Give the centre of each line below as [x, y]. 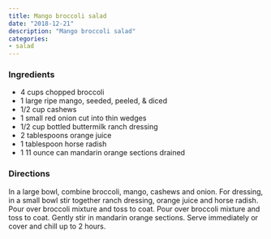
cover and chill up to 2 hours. [57, 226]
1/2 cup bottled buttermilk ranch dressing [89, 127]
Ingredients [32, 75]
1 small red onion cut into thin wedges [83, 118]
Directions [29, 174]
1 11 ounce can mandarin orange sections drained [102, 153]
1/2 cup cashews [48, 110]
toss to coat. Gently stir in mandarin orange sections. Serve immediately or [133, 217]
